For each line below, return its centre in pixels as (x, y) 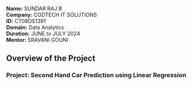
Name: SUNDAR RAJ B (34, 9)
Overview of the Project (51, 58)
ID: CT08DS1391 (26, 21)
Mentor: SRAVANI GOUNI (37, 40)
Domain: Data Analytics (35, 27)
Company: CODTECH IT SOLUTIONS (52, 15)
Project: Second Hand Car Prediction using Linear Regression (96, 75)
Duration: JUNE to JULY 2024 (43, 34)
